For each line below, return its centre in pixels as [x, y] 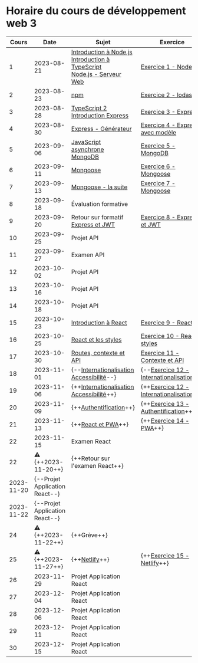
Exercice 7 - [158, 183]
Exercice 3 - [158, 111]
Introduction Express [100, 115]
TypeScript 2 [89, 108]
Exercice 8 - [158, 217]
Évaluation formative [100, 204]
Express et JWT [93, 224]
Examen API [88, 255]
